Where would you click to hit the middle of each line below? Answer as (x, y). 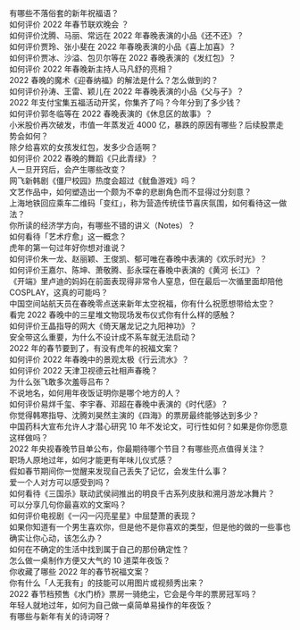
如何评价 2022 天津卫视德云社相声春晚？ (84, 370)
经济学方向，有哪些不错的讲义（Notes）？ (117, 225)
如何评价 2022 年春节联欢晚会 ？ (69, 24)
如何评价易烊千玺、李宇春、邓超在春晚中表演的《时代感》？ (119, 404)
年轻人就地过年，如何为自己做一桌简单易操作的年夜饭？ (111, 605)
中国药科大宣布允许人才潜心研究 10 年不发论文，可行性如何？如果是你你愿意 (149, 426)
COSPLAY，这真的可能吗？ (59, 292)
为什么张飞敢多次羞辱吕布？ (60, 382)
